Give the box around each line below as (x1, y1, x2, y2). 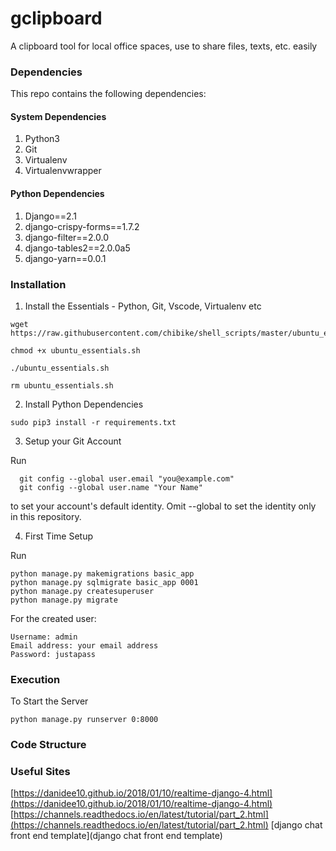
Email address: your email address (10, 640, 159, 651)
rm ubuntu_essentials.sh (10, 380, 114, 391)
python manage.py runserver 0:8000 (10, 715, 159, 725)
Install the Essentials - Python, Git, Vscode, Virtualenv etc (24, 300, 262, 312)
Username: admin (10, 632, 78, 642)
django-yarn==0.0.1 (24, 252, 107, 264)
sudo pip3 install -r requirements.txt (10, 417, 177, 427)
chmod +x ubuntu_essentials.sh (10, 345, 141, 356)
